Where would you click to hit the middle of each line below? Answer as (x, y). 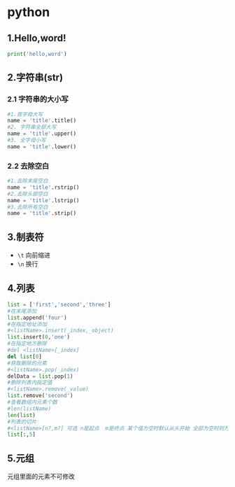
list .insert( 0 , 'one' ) (39, 337)
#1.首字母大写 (25, 114)
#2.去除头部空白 (28, 194)
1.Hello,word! (37, 38)
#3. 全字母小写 (27, 141)
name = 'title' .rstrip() (43, 187)
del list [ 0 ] (24, 357)
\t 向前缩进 (34, 255)
